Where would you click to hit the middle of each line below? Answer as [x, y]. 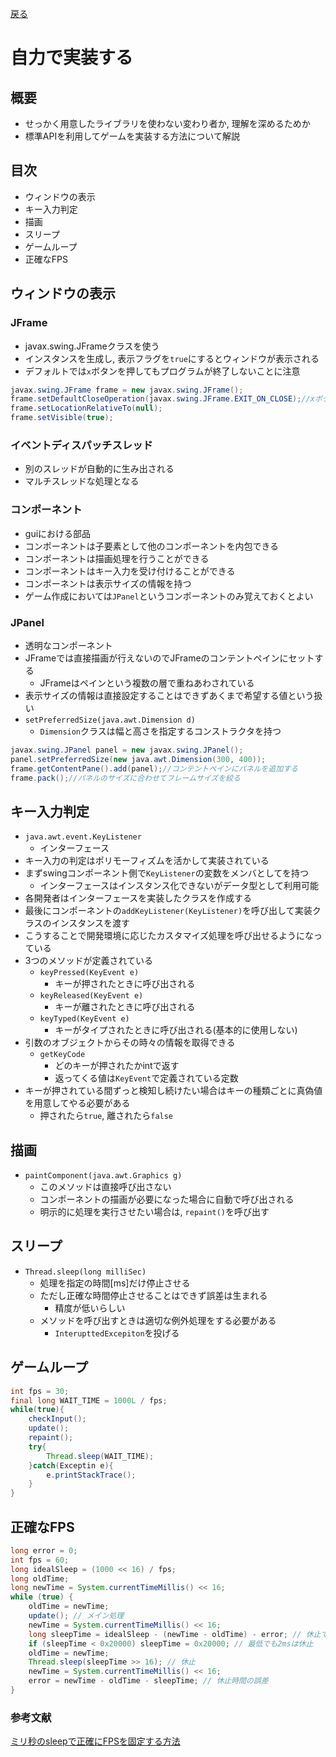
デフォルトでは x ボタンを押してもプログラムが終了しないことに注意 [162, 371]
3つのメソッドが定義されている [89, 961]
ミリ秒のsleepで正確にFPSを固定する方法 [95, 1741]
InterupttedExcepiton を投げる [117, 1333]
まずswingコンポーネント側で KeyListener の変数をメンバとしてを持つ [166, 873]
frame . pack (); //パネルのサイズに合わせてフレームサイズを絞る [125, 778]
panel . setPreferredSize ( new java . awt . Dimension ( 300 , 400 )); [138, 759]
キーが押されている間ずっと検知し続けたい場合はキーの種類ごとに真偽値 [173, 1091]
